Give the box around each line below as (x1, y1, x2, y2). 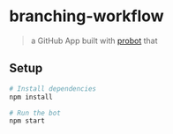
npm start (9, 116, 46, 125)
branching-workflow (9, 6, 165, 26)
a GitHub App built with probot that (30, 35, 158, 46)
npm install (9, 93, 53, 101)
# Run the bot (9, 108, 62, 117)
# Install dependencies (9, 84, 97, 93)
